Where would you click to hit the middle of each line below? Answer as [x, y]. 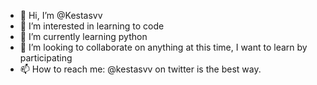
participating [46, 58]
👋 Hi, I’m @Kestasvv [61, 15]
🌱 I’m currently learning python [83, 36]
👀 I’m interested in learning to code [92, 26]
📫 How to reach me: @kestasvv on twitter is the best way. [140, 69]
